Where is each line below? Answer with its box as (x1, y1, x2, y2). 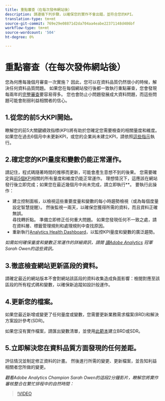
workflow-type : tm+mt (5, 26, 50, 31)
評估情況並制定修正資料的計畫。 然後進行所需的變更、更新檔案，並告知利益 (5, 358, 157, 364)
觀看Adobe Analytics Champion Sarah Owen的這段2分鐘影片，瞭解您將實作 (5, 374, 159, 380)
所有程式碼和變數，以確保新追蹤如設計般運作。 (18, 282, 113, 288)
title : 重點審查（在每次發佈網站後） (5, 7, 72, 12)
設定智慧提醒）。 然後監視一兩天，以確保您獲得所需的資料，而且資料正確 (12, 204, 158, 210)
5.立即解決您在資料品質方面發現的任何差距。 (5, 344, 140, 352)
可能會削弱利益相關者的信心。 (9, 97, 70, 103)
